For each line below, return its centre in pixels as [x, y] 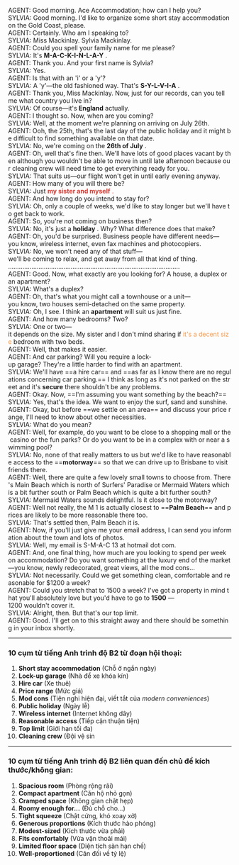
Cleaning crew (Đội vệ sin [56, 736]
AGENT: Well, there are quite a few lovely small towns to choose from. [110, 477]
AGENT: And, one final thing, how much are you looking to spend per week [117, 553]
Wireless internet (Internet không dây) [75, 714]
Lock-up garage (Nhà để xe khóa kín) [73, 676]
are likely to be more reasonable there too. [86, 515]
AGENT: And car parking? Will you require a [72, 357]
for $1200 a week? [63, 583]
